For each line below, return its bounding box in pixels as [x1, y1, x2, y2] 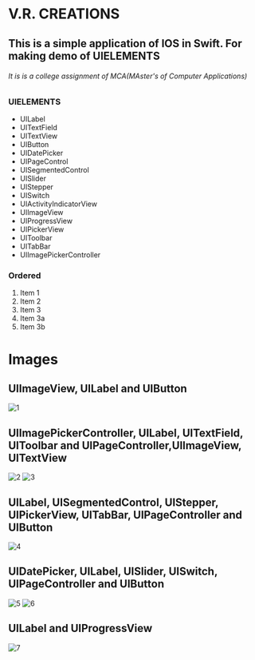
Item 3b [19, 322, 45, 332]
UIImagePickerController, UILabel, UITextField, [8, 426, 244, 439]
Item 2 [19, 296, 41, 306]
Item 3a [19, 313, 45, 324]
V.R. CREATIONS [8, 5, 120, 23]
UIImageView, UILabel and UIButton [8, 382, 187, 396]
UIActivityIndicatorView [19, 199, 98, 209]
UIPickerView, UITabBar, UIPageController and [8, 508, 243, 522]
